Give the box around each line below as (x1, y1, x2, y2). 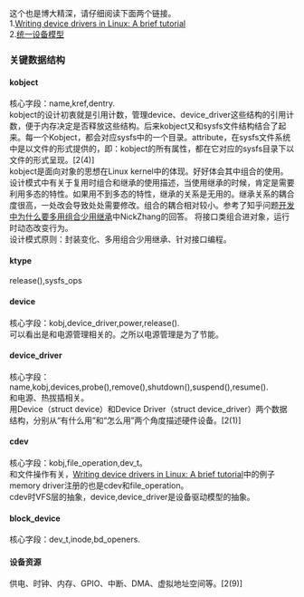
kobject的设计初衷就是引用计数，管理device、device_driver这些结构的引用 (9, 110, 287, 120)
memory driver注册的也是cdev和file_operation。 (9, 479, 189, 491)
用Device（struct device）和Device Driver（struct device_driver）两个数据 (9, 403, 288, 414)
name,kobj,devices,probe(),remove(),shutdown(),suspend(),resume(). (9, 381, 269, 392)
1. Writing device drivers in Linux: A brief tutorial (9, 18, 186, 29)
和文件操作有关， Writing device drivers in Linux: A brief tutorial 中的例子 (9, 468, 276, 479)
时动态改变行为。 (9, 223, 73, 234)
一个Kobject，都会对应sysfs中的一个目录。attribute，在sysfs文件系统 (33, 132, 291, 143)
